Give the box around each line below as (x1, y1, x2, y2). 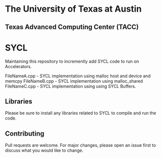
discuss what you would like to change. (5, 147, 84, 154)
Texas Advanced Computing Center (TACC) (5, 23, 139, 31)
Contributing (5, 129, 44, 138)
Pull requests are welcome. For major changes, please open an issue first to (5, 142, 156, 148)
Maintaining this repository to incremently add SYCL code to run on (5, 58, 139, 64)
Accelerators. (5, 63, 32, 69)
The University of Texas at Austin (5, 3, 142, 15)
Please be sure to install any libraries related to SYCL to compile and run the (5, 110, 156, 116)
